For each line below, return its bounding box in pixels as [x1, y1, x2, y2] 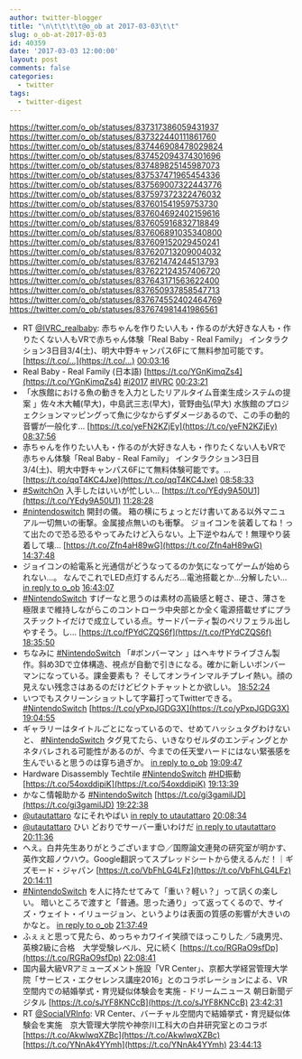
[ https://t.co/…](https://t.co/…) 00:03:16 [22, 356, 169, 367]
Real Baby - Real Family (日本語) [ [22, 367, 147, 377]
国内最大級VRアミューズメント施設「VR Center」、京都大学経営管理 [22, 963, 272, 974]
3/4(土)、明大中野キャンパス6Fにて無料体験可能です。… [22, 464, 232, 475]
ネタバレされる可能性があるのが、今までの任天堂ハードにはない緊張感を [22, 746, 291, 757]
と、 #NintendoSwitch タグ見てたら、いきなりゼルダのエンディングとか [22, 735, 288, 746]
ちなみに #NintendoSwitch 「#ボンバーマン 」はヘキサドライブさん [22, 647, 272, 659]
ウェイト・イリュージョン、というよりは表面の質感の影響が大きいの [38, 908, 291, 919]
